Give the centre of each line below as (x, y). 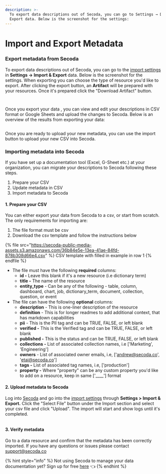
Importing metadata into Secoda (45, 152)
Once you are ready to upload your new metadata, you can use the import (80, 133)
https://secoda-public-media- (61, 245)
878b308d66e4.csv (25, 256)
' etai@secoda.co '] (38, 360)
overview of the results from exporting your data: (55, 119)
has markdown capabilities (47, 318)
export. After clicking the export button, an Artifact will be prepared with (79, 85)
